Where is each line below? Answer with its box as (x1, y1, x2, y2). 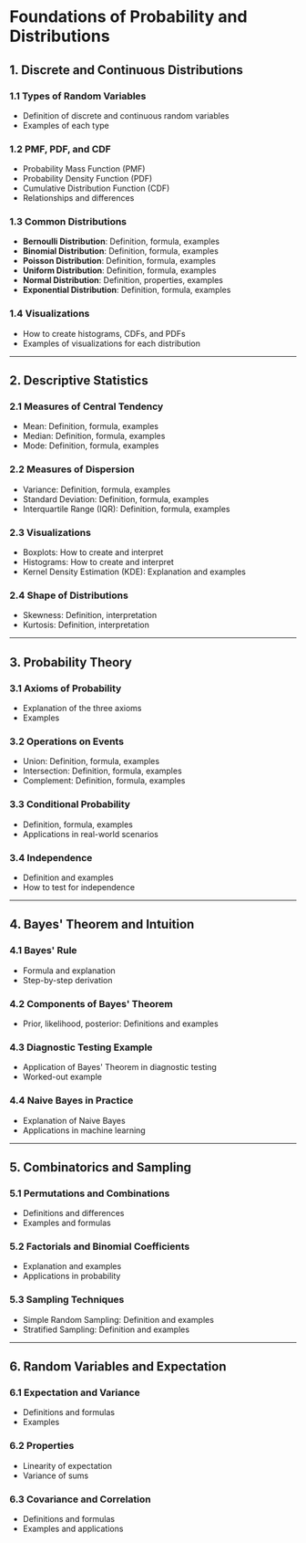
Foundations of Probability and (9, 6, 248, 27)
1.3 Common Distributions (9, 215, 127, 228)
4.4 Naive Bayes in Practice (9, 1094, 134, 1107)
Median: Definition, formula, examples (22, 431, 166, 442)
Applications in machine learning (22, 1125, 146, 1136)
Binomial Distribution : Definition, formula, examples (22, 246, 219, 257)
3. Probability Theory (9, 655, 132, 670)
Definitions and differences (22, 1208, 125, 1219)
